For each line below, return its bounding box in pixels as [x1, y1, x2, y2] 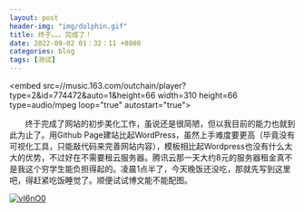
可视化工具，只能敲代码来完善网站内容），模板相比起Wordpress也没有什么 [9, 141, 285, 151]
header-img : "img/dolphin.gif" [9, 22, 128, 31]
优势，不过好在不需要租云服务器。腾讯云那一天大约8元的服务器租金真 [25, 152, 285, 163]
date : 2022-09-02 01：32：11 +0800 [9, 38, 142, 48]
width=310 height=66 [157, 90, 238, 101]
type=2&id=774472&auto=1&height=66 [9, 90, 156, 101]
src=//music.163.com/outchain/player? [42, 81, 187, 91]
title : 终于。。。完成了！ [9, 30, 93, 39]
